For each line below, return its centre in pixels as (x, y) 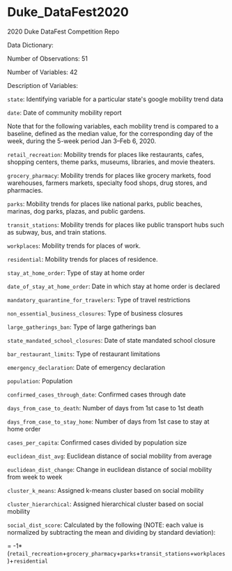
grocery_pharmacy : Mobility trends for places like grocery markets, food (109, 175)
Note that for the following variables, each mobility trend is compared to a (113, 126)
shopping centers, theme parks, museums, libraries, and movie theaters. (111, 162)
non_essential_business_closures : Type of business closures (95, 313)
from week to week (35, 477)
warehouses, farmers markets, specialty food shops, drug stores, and (107, 183)
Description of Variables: (43, 85)
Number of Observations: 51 (48, 58)
